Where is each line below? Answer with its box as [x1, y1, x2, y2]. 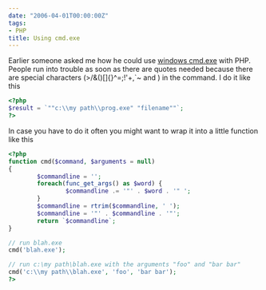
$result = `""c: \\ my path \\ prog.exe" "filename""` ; [8, 105, 184, 113]
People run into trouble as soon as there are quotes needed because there [8, 65, 253, 74]
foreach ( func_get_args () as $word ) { [37, 180, 162, 188]
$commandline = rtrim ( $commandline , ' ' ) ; [37, 202, 181, 210]
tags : [8, 19, 26, 27]
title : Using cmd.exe [8, 34, 81, 42]
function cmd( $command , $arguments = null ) [8, 157, 156, 165]
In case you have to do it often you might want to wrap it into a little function [8, 125, 258, 136]
